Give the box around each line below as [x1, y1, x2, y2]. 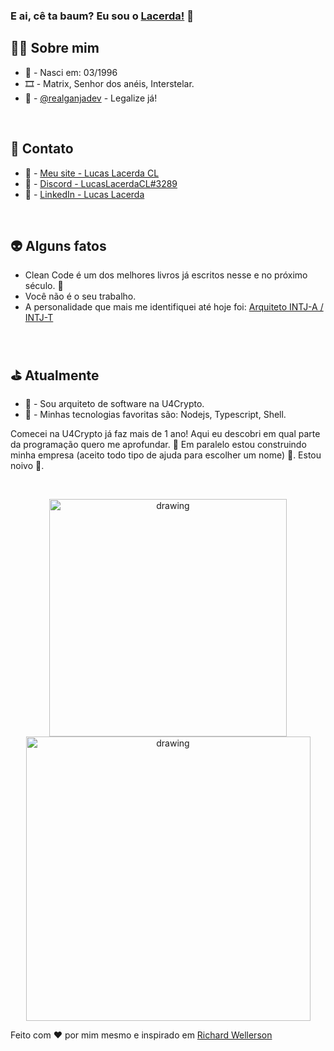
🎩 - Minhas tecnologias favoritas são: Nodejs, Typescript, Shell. [24, 409, 287, 421]
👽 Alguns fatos [10, 237, 107, 254]
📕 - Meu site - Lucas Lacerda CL [24, 167, 160, 179]
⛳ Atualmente [10, 367, 100, 384]
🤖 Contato [10, 140, 74, 158]
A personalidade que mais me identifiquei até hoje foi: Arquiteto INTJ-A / [24, 301, 324, 313]
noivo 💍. [10, 460, 45, 472]
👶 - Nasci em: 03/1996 [24, 66, 118, 78]
